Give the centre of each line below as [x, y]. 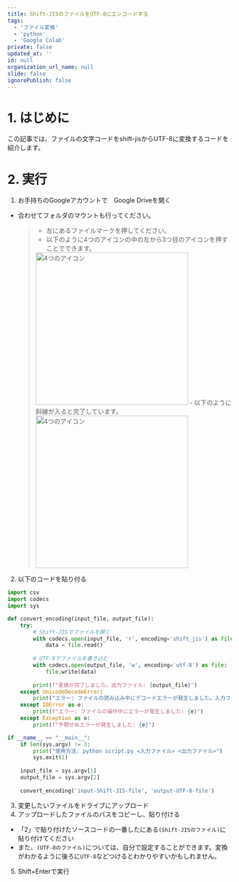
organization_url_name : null [51, 67]
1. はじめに [38, 118]
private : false [30, 47]
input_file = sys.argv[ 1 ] [59, 771]
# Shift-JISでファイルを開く [72, 632]
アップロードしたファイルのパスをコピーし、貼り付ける [99, 814]
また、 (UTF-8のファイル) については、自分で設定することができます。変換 [123, 847]
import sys [23, 606]
